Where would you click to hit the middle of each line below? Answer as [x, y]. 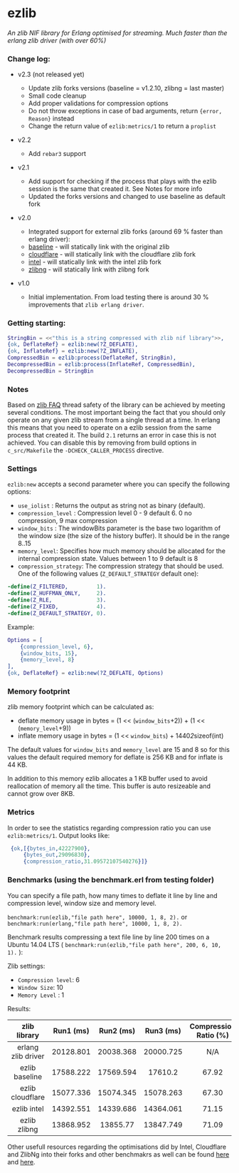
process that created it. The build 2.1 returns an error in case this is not [112, 435]
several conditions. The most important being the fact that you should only [117, 413]
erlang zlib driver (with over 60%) [57, 40]
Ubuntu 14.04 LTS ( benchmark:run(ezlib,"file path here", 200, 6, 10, [115, 944]
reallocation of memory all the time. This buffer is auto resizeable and [109, 786]
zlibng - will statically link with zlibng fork [89, 269]
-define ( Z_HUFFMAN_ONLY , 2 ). [57, 594]
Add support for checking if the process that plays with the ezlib [122, 181]
